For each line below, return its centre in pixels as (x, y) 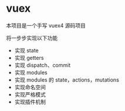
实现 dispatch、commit (43, 65)
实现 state (27, 50)
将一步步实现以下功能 (32, 38)
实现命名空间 (30, 87)
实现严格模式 (30, 94)
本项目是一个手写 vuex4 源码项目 (46, 25)
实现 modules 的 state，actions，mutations (67, 80)
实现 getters (29, 58)
